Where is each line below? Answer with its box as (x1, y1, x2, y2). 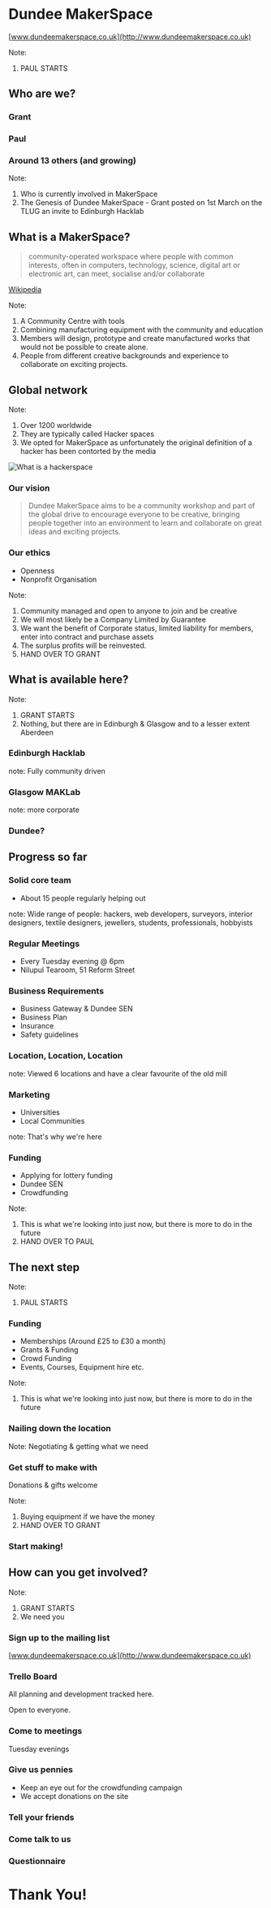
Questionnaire (8, 1855, 67, 1867)
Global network (8, 383, 88, 397)
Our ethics (8, 547, 51, 558)
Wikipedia (8, 285, 42, 295)
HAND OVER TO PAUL (19, 1237, 95, 1247)
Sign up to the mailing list (8, 1632, 110, 1644)
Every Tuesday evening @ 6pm (19, 957, 125, 966)
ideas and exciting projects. (28, 526, 121, 537)
